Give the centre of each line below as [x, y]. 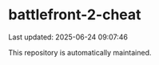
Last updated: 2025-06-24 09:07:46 [68, 37]
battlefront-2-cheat [75, 15]
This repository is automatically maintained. [80, 52]
